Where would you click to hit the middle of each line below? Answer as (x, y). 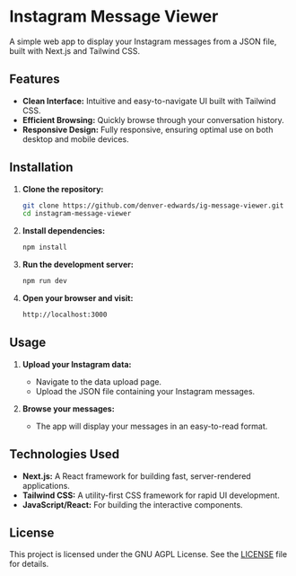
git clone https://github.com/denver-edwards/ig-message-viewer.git (153, 205)
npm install (44, 248)
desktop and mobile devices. (76, 139)
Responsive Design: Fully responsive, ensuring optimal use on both (148, 129)
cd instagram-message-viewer (77, 214)
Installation (41, 168)
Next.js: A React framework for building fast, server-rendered (136, 476)
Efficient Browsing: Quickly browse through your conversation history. (153, 120)
